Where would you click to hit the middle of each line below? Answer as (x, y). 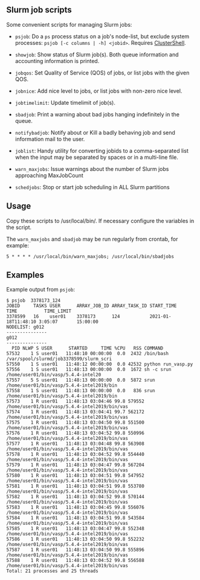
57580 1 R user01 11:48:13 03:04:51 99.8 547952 (76, 476)
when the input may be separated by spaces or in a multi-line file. (97, 157)
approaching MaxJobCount (49, 175)
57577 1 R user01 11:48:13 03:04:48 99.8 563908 (76, 444)
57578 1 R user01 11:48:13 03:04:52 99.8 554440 (76, 455)
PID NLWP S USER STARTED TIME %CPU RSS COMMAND (88, 348)
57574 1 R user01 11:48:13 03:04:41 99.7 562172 (76, 412)
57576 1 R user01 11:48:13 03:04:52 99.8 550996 (76, 433)
